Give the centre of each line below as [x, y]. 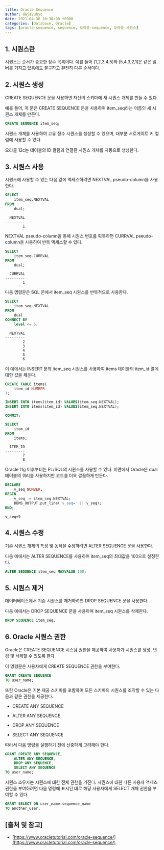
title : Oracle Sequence [29, 10]
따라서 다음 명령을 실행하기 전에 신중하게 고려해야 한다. [57, 744]
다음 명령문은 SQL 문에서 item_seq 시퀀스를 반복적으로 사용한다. [67, 292]
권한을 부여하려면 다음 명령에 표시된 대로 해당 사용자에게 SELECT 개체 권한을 [78, 788]
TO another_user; [23, 808]
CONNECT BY [16, 319]
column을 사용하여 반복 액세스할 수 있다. [44, 242]
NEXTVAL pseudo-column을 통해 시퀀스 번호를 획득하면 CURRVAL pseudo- [79, 236]
